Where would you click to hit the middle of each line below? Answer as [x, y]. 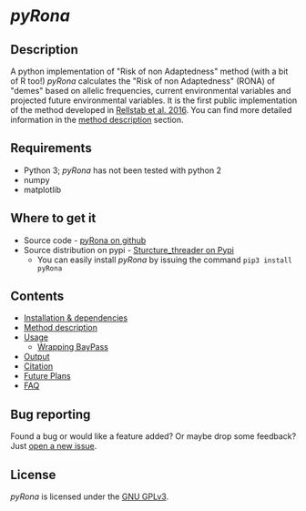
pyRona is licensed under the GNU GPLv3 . [90, 496]
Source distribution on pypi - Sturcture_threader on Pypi [129, 250]
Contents [37, 296]
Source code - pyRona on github [85, 240]
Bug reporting [51, 414]
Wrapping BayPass [72, 347]
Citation [38, 366]
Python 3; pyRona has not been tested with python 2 [122, 170]
